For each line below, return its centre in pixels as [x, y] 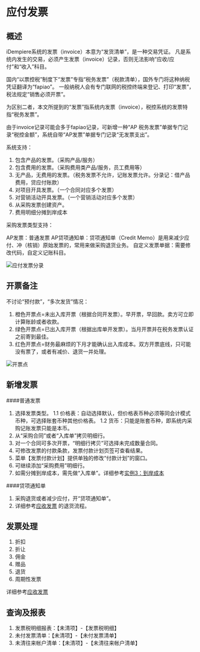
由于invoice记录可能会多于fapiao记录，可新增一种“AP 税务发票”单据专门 [95, 127]
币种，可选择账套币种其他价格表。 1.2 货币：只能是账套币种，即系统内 [101, 420]
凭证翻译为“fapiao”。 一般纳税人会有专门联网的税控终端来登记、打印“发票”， [100, 87]
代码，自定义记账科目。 [40, 252]
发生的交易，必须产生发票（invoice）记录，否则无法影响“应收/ [93, 59]
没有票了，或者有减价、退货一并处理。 [62, 351]
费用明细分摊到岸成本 [41, 212]
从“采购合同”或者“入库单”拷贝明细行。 [61, 435]
